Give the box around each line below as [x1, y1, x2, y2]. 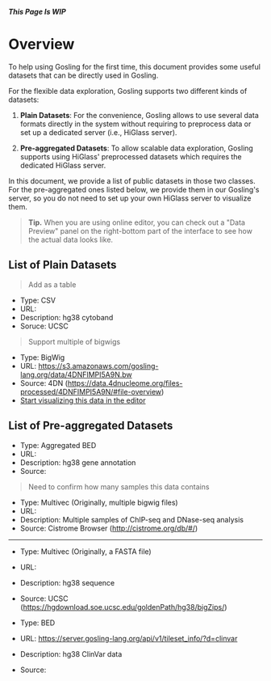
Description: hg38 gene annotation [19, 457, 136, 467]
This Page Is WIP [8, 7, 66, 16]
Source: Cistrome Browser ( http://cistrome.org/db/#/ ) [19, 523, 198, 533]
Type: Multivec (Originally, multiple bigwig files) [19, 497, 179, 507]
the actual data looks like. [27, 235, 114, 244]
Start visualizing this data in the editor [19, 395, 147, 405]
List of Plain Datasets [8, 258, 117, 272]
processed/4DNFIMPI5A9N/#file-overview [19, 387, 162, 396]
